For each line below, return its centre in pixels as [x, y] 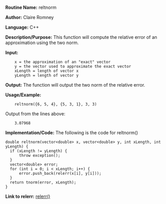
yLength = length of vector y [47, 75]
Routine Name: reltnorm [31, 7]
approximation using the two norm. [42, 43]
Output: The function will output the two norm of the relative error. [75, 85]
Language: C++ [22, 27]
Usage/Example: [23, 95]
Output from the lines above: [35, 114]
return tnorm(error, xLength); [43, 182]
